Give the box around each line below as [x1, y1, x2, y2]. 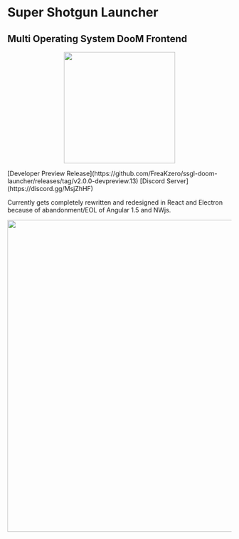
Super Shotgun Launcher [7, 4, 159, 21]
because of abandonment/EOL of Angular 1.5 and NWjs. [7, 206, 171, 214]
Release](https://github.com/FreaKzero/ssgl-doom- [66, 169, 218, 178]
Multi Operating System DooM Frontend [7, 33, 188, 45]
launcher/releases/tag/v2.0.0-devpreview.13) [7, 177, 139, 185]
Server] [166, 177, 188, 185]
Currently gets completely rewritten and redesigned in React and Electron [7, 198, 223, 207]
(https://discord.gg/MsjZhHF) [7, 185, 94, 192]
